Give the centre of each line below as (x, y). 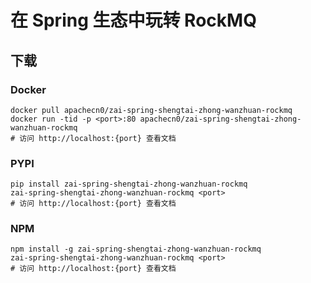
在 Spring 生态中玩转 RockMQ (133, 20)
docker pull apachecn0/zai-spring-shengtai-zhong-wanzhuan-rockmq (151, 110)
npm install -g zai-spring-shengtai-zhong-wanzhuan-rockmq (136, 249)
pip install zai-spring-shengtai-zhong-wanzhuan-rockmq (129, 184)
